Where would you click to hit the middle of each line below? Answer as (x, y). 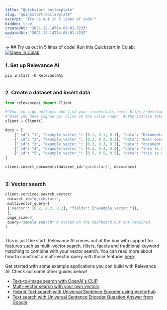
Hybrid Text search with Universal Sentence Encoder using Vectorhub (84, 292)
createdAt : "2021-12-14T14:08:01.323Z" (46, 28)
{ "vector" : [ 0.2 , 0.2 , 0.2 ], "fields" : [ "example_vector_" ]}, (73, 208)
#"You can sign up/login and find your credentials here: (66, 112)
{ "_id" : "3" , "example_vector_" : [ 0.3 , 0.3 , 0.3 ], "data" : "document (88, 144)
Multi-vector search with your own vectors (56, 287)
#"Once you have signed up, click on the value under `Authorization (79, 117)
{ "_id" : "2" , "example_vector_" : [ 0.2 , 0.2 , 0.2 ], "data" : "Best (83, 139)
